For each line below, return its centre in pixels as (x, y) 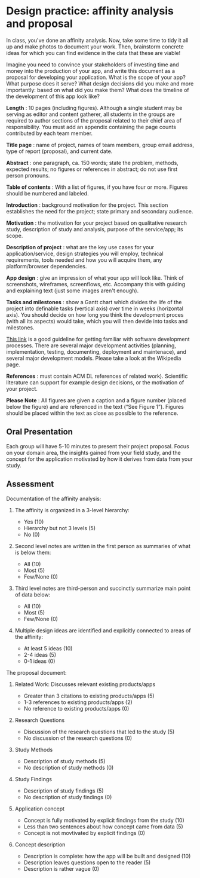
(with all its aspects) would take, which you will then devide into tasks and (97, 321)
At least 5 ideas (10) (48, 648)
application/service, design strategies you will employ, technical (85, 253)
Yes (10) (34, 522)
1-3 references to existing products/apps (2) (78, 702)
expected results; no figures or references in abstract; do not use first (92, 169)
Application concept (39, 809)
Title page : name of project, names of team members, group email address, (100, 145)
